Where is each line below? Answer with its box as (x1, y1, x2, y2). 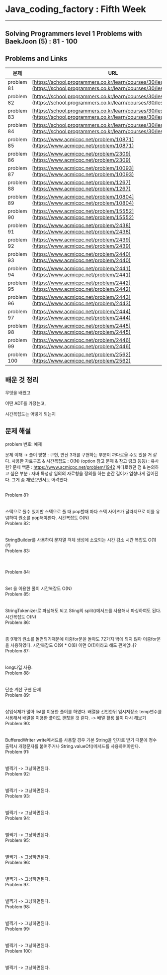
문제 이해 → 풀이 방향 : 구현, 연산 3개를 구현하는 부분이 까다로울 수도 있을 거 (5, 451, 152, 457)
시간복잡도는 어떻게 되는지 (5, 410, 56, 417)
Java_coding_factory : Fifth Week (5, 3, 147, 15)
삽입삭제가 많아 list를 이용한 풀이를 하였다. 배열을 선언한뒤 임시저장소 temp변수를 (5, 708, 162, 714)
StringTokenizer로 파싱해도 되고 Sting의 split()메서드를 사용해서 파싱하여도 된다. (5, 607, 162, 613)
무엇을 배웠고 (5, 390, 31, 395)
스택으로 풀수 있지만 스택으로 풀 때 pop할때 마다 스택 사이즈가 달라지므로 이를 (5, 508, 155, 514)
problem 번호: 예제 (5, 441, 42, 447)
